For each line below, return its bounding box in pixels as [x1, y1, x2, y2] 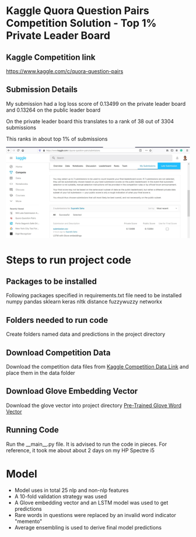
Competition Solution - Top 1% [6, 16, 157, 30]
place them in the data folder [6, 369, 76, 376]
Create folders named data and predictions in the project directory [6, 331, 166, 338]
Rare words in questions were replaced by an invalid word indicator [14, 511, 176, 518]
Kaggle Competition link [6, 52, 96, 62]
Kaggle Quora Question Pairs [6, 4, 150, 18]
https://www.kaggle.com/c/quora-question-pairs [6, 68, 124, 74]
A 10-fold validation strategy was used [14, 493, 107, 500]
